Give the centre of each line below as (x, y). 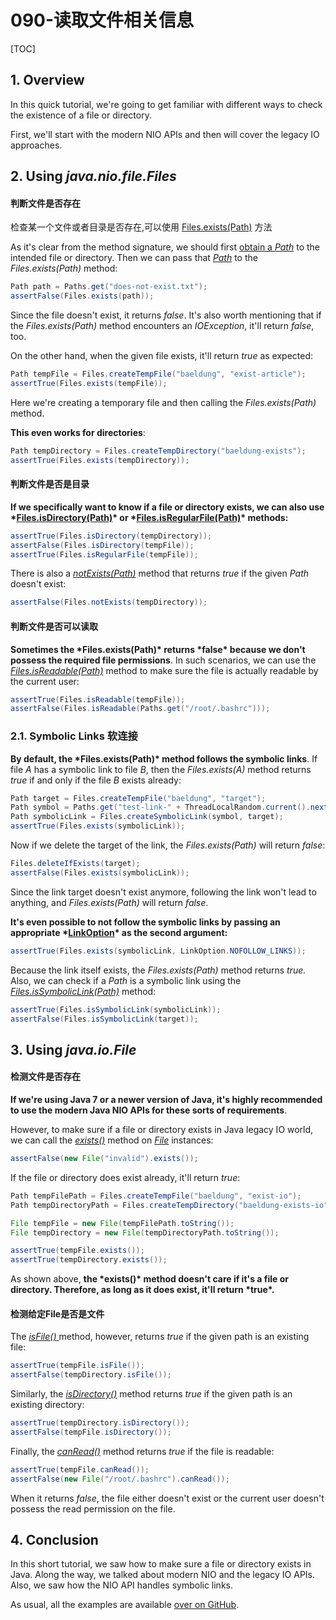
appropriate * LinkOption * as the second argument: (119, 932)
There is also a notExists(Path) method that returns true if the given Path (160, 573)
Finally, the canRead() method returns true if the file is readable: (142, 1451)
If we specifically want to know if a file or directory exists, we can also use (167, 507)
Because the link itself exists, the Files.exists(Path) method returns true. (158, 970)
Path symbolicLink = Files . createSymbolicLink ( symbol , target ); (147, 817)
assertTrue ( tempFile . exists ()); (77, 1251)
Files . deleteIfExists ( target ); (75, 864)
